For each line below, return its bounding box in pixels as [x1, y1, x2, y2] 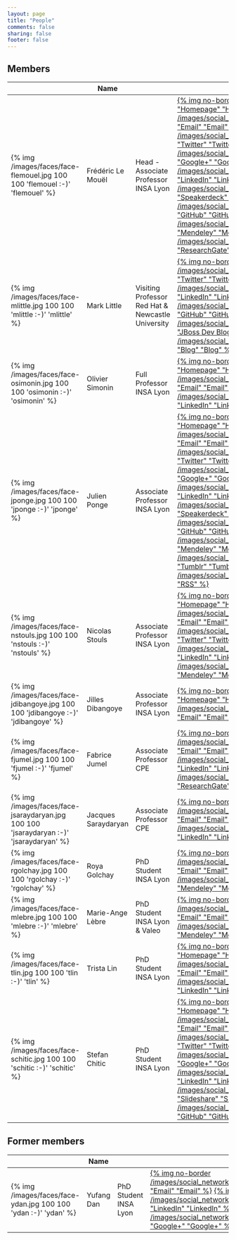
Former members [7, 1136, 85, 1148]
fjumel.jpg [11, 754, 44, 764]
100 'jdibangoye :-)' [11, 708, 79, 718]
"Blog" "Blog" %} [177, 345, 234, 355]
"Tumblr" [177, 561, 207, 571]
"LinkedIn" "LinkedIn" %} [150, 1203, 233, 1213]
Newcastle [135, 309, 171, 319]
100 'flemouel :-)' [11, 179, 71, 189]
